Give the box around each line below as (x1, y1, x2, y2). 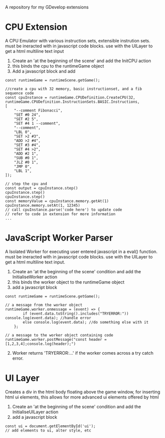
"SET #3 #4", (14, 143, 41, 147)
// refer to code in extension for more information (5, 212, 116, 217)
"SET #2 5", (14, 116, 38, 121)
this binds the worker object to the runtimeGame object (12, 279, 125, 285)
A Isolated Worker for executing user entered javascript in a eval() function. (5, 249, 158, 255)
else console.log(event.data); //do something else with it (23, 320, 149, 325)
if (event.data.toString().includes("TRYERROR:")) (23, 311, 129, 316)
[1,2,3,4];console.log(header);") (5, 341, 76, 346)
